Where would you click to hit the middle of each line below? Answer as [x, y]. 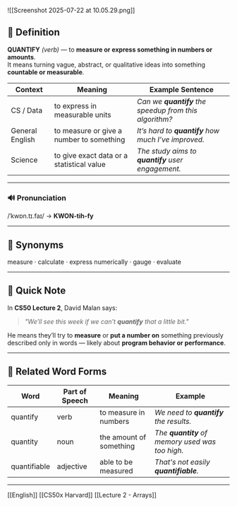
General [24, 130]
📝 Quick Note [37, 291]
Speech [75, 401]
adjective [72, 466]
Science [24, 160]
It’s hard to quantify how [178, 130]
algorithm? [155, 119]
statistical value [80, 164]
